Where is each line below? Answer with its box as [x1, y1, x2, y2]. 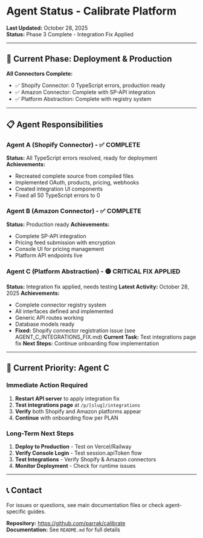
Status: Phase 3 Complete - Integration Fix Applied [6, 30, 134, 37]
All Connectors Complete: [6, 70, 73, 77]
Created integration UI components [14, 186, 103, 193]
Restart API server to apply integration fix [14, 395, 120, 402]
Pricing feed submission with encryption [14, 239, 116, 246]
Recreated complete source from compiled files [14, 172, 134, 180]
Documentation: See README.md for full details [6, 526, 121, 533]
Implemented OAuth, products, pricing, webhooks [14, 179, 140, 186]
